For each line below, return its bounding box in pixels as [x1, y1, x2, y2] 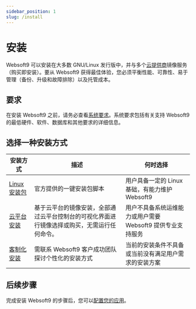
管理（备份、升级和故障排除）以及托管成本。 [6, 76, 114, 83]
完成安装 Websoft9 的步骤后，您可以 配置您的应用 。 [6, 297, 129, 304]
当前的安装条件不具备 [125, 241, 184, 249]
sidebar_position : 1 [6, 8, 57, 15]
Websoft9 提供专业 [125, 221, 177, 229]
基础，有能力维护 [125, 186, 173, 194]
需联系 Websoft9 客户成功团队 [34, 245, 117, 253]
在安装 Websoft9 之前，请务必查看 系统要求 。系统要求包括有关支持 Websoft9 [6, 112, 190, 119]
